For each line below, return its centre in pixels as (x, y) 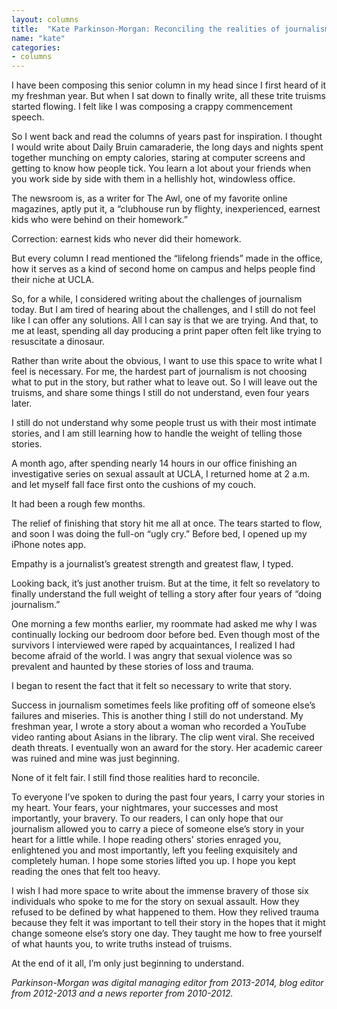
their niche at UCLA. (53, 280)
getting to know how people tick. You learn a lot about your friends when (161, 168)
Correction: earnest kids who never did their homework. (126, 239)
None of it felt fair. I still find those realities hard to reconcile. (135, 778)
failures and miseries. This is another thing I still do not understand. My (157, 716)
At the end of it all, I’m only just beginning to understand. (128, 963)
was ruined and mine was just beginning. (95, 758)
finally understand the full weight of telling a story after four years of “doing (167, 594)
